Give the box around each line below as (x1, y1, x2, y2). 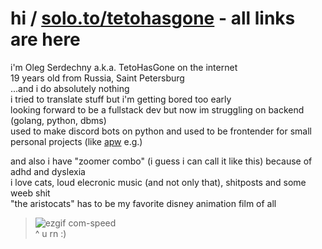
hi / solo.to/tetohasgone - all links (10, 7, 296, 30)
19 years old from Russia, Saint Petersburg (10, 72, 185, 84)
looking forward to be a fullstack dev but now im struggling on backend (10, 103, 305, 116)
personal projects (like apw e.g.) (10, 135, 143, 147)
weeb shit (10, 187, 51, 199)
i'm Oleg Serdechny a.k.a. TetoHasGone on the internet (10, 61, 238, 73)
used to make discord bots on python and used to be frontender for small (10, 125, 312, 137)
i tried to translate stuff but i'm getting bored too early (10, 93, 232, 105)
